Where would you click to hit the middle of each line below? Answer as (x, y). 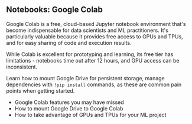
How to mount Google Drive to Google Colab (69, 108)
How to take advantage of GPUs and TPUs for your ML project (90, 115)
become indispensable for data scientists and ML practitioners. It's (87, 30)
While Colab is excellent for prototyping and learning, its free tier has (90, 54)
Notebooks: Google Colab (55, 10)
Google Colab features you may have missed (69, 102)
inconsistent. (22, 67)
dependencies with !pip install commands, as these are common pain (94, 84)
